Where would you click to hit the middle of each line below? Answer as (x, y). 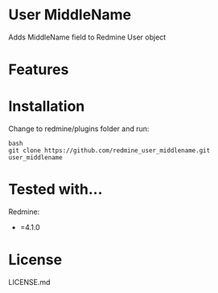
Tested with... (56, 190)
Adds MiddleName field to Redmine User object (87, 37)
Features (39, 70)
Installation (47, 107)
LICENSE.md (29, 282)
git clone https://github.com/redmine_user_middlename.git (109, 151)
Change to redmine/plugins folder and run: (79, 129)
